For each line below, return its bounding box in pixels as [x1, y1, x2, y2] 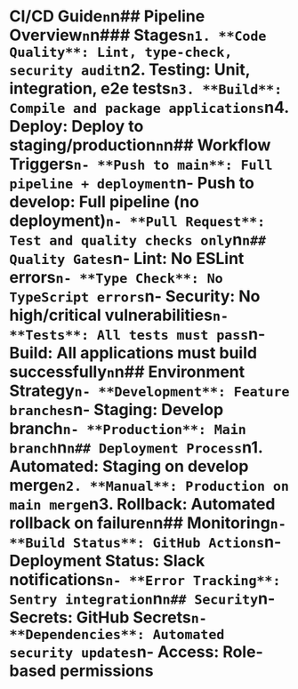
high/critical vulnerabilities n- [9, 305, 230, 325]
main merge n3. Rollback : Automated [9, 494, 276, 515]
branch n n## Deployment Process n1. [9, 437, 263, 458]
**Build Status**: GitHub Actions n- [9, 532, 282, 552]
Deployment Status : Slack [9, 551, 205, 571]
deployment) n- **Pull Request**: [9, 211, 266, 231]
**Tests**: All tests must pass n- [9, 324, 266, 344]
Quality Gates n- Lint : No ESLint [9, 249, 245, 268]
